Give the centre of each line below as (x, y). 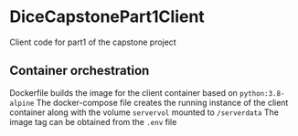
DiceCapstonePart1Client (107, 17)
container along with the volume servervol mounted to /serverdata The (144, 112)
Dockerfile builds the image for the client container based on (123, 92)
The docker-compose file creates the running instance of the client (162, 102)
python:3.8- (262, 93)
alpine (22, 103)
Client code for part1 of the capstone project (93, 42)
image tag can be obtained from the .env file (93, 121)
